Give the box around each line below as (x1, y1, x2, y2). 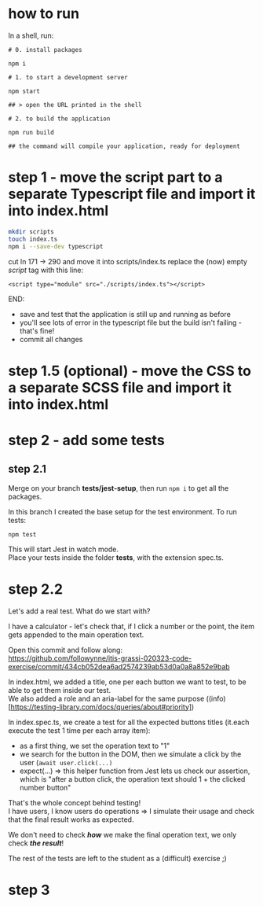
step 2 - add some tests (8, 431, 165, 449)
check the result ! (8, 838, 64, 848)
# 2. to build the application (8, 115, 111, 123)
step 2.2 (8, 580, 64, 598)
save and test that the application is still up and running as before (19, 309, 232, 319)
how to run (8, 5, 80, 23)
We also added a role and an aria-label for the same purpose (8, 694, 205, 703)
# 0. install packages (8, 46, 82, 53)
